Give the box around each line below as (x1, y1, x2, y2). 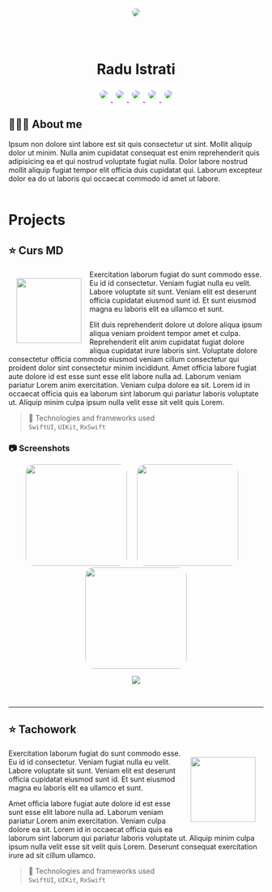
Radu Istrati (96, 60, 176, 79)
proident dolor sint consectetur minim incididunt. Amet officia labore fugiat (8, 363, 257, 373)
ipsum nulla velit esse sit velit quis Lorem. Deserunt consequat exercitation (8, 842, 257, 851)
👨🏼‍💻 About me (8, 118, 83, 131)
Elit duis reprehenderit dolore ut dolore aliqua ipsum (89, 320, 262, 330)
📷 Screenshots (8, 442, 70, 454)
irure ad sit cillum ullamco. (8, 850, 96, 860)
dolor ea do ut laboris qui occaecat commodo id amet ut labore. (8, 174, 221, 183)
